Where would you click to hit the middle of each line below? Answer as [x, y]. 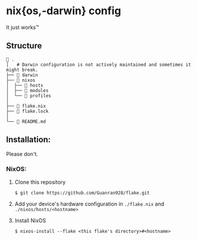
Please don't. [22, 154]
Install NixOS [30, 220]
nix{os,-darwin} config [64, 11]
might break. [22, 70]
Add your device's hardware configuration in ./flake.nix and [89, 204]
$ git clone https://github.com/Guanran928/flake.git [82, 193]
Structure [24, 46]
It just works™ [23, 27]
